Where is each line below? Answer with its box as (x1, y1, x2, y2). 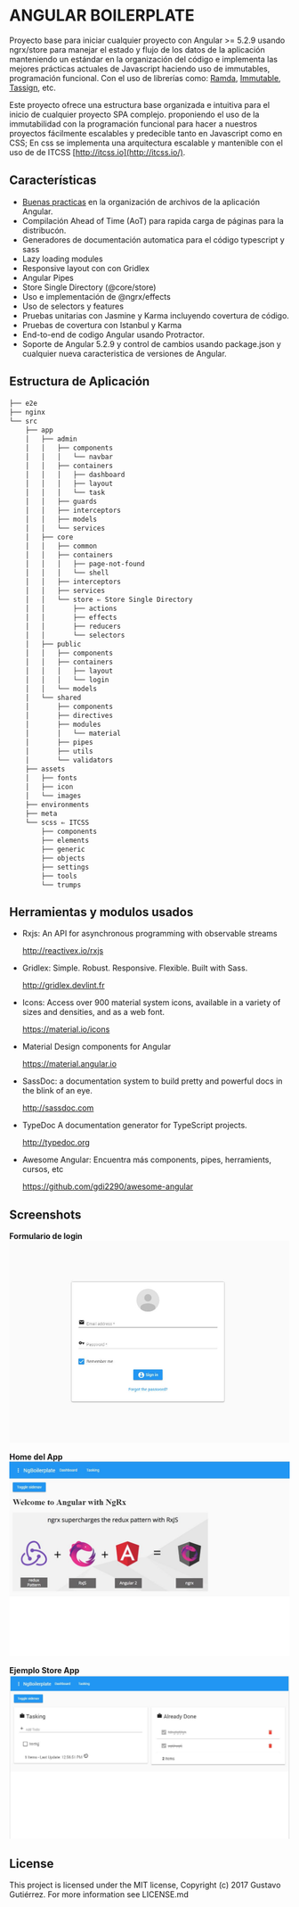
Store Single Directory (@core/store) (21, 282, 157, 293)
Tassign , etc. (9, 82, 56, 93)
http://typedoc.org (21, 1137, 91, 1148)
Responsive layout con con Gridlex (21, 262, 149, 273)
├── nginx (9, 408, 46, 417)
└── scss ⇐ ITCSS (25, 818, 90, 827)
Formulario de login (9, 1231, 83, 1242)
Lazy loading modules (21, 253, 104, 264)
